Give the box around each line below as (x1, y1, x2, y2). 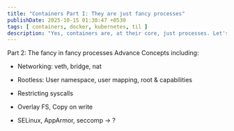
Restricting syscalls (17, 89, 74, 98)
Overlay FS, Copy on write (17, 102, 93, 111)
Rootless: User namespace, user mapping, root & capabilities (17, 76, 193, 84)
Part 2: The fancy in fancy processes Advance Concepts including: (7, 49, 199, 57)
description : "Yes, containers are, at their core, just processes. (7, 29, 210, 37)
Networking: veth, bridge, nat (17, 62, 102, 70)
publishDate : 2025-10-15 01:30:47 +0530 (7, 17, 127, 24)
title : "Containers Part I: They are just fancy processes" (7, 10, 186, 17)
